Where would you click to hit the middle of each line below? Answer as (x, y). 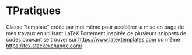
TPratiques (34, 11)
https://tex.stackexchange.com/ (44, 46)
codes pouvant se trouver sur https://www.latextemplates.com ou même (93, 39)
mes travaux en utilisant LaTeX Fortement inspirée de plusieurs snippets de (96, 33)
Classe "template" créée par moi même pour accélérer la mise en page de (95, 27)
